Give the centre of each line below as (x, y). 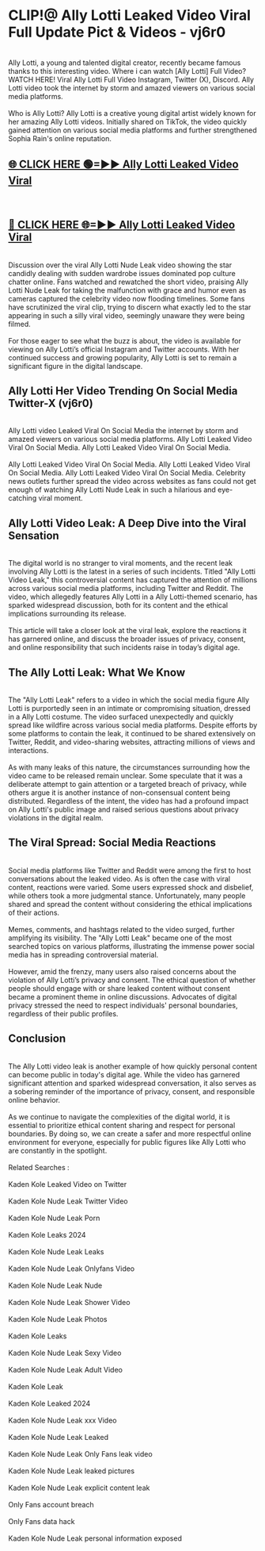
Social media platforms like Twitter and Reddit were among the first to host (130, 870)
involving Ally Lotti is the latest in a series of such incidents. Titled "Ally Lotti (132, 572)
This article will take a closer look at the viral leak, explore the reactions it (127, 631)
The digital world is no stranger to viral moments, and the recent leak (121, 563)
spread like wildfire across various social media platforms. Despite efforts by (133, 725)
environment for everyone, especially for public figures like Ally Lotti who (127, 1142)
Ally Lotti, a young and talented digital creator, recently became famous (125, 63)
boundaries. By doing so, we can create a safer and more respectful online (130, 1134)
